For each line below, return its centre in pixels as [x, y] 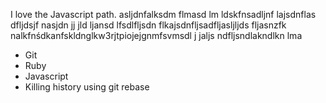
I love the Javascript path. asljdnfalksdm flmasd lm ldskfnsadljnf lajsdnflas [163, 14]
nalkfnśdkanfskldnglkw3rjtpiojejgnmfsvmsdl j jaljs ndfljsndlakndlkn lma [156, 35]
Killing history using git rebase [87, 87]
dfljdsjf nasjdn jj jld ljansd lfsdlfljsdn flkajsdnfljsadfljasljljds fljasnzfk [148, 25]
